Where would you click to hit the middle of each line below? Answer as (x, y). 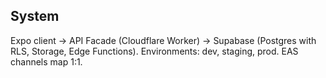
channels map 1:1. (46, 61)
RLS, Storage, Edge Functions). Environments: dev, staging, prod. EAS (154, 51)
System (35, 16)
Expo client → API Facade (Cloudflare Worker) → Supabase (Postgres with (163, 40)
